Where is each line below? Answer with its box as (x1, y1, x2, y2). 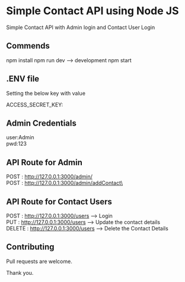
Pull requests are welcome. (6, 258, 72, 265)
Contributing (6, 242, 55, 252)
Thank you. (6, 269, 34, 276)
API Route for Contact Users (6, 197, 113, 207)
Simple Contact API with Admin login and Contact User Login (6, 24, 155, 31)
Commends (6, 41, 50, 51)
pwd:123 (6, 140, 27, 148)
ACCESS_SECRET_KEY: (6, 101, 63, 108)
